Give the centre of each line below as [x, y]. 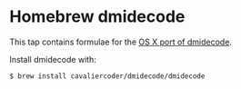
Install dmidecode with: [53, 59]
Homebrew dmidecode [97, 17]
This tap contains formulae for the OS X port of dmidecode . [120, 42]
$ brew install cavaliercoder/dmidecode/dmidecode [107, 76]
